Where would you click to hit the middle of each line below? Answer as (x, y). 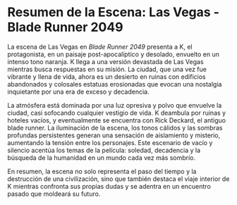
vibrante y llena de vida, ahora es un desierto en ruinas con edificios (107, 76)
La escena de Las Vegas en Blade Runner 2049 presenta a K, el (100, 46)
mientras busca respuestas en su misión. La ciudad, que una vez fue (107, 69)
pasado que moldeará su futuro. (54, 194)
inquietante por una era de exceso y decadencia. (78, 92)
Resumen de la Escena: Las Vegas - (114, 12)
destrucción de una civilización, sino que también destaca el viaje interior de (119, 179)
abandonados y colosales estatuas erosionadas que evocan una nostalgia (115, 84)
